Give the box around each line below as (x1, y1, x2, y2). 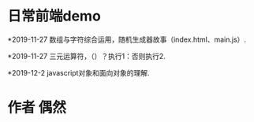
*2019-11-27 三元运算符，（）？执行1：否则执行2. (7, 51, 166, 61)
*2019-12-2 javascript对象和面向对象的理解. (7, 68, 150, 77)
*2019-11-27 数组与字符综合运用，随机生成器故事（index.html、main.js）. (7, 35, 246, 44)
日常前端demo (7, 7, 102, 25)
